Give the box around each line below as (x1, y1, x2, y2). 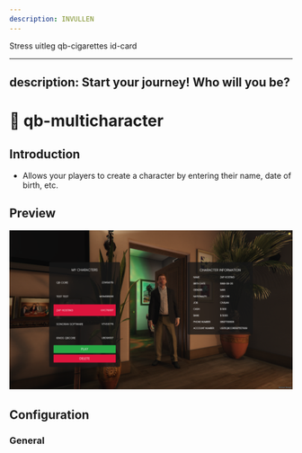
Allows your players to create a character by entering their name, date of (22, 171, 292, 182)
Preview (9, 206, 57, 221)
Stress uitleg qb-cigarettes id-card (9, 40, 138, 51)
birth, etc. (22, 180, 58, 191)
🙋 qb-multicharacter (9, 111, 164, 131)
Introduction (9, 147, 81, 162)
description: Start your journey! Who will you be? (9, 75, 290, 90)
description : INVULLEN (9, 14, 94, 23)
